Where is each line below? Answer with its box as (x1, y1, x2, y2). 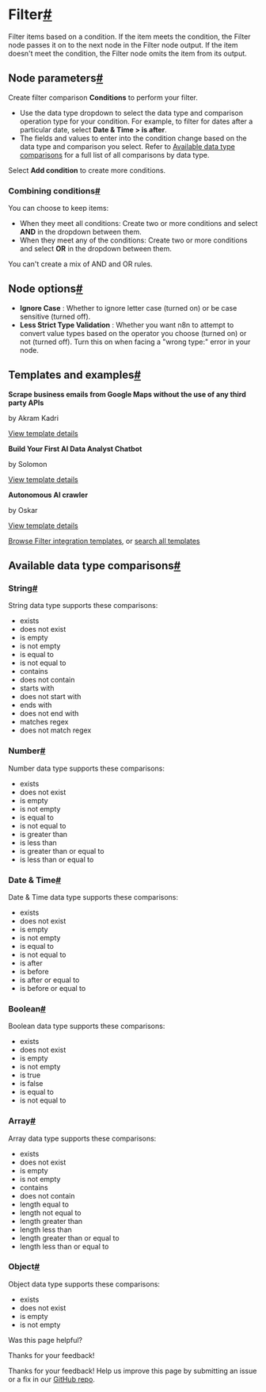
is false (19, 1079, 44, 1088)
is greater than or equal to (19, 846, 104, 855)
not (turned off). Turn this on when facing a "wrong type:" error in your (19, 337, 251, 346)
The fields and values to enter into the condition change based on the (19, 133, 247, 143)
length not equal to (19, 1207, 82, 1218)
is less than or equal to (19, 855, 94, 864)
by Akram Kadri (8, 413, 59, 423)
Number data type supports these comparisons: (8, 763, 165, 773)
